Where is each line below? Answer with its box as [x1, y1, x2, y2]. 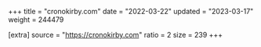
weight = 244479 [8, 15, 64, 24]
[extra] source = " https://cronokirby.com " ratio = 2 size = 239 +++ [8, 31, 223, 39]
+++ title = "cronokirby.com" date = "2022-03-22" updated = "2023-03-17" [8, 7, 254, 16]
